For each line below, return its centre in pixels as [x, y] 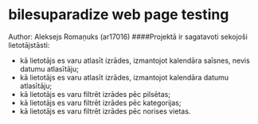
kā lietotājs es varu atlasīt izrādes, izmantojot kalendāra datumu [124, 77]
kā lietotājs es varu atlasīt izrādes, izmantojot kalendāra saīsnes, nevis [135, 60]
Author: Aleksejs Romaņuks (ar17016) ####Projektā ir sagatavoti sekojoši [128, 37]
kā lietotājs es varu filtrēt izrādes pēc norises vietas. [105, 111]
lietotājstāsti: [29, 45]
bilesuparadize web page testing [119, 15]
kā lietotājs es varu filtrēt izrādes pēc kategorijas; [100, 103]
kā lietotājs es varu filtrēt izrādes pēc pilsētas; [95, 94]
